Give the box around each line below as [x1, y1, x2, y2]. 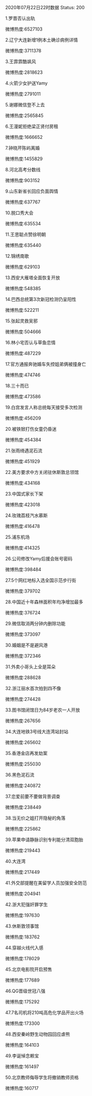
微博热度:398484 [5, 567, 42, 572]
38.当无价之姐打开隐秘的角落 [5, 815, 66, 821]
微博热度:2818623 [5, 69, 43, 75]
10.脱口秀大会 [5, 210, 34, 216]
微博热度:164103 [5, 1042, 40, 1048]
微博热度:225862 [5, 826, 41, 832]
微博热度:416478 [5, 523, 40, 529]
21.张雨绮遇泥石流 [5, 448, 43, 454]
